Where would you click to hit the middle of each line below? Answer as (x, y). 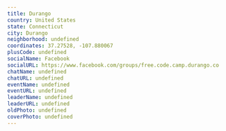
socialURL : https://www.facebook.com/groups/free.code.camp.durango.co (113, 65)
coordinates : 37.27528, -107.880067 (60, 46)
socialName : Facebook (39, 59)
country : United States (42, 20)
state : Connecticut (35, 26)
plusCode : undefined (37, 53)
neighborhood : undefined (43, 40)
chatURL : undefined (35, 78)
